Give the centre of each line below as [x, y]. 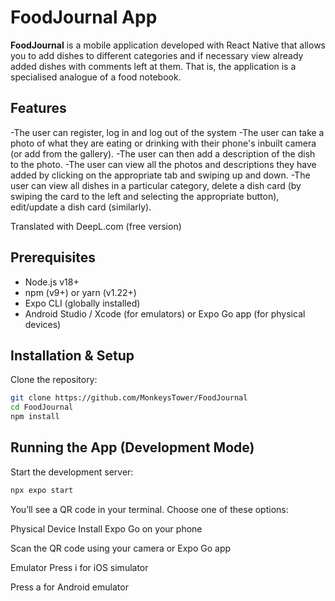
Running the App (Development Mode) [132, 447]
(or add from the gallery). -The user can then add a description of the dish [163, 153]
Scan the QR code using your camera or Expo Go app [121, 548]
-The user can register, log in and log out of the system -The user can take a [167, 132]
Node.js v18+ [52, 282]
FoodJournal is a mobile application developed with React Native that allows [168, 45]
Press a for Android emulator [69, 587]
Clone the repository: [54, 380]
